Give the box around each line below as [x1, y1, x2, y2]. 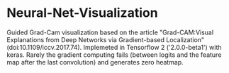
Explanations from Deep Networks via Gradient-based [6, 35, 164, 44]
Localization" [165, 35, 205, 44]
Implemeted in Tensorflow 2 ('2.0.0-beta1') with [83, 43, 222, 51]
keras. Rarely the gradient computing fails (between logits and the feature [6, 51, 222, 59]
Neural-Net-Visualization [6, 5, 158, 21]
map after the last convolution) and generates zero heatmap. [6, 58, 184, 66]
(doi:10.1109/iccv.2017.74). [6, 43, 82, 51]
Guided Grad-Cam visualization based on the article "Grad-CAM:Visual [6, 28, 214, 36]
